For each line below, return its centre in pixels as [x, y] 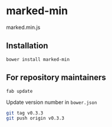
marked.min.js [23, 27]
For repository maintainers [56, 78]
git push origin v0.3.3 [35, 118]
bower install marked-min [38, 59]
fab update [19, 91]
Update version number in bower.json [52, 102]
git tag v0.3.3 [25, 113]
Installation [27, 46]
